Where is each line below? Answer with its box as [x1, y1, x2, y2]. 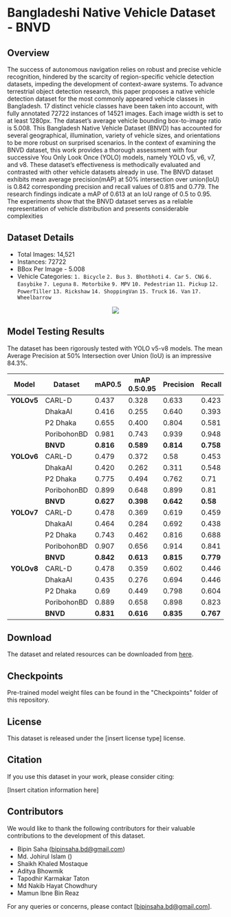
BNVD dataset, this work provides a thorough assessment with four [7, 146, 198, 154]
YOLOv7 [10, 507, 39, 517]
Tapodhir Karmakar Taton [16, 874, 89, 883]
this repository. [7, 696, 50, 704]
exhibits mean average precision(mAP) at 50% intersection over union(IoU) [7, 175, 220, 184]
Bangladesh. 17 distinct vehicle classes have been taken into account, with [7, 102, 219, 110]
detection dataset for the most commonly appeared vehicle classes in [7, 95, 205, 103]
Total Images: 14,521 [16, 250, 75, 258]
